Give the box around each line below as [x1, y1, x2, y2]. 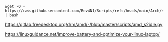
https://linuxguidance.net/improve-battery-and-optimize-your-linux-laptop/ [5, 31, 160, 37]
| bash [5, 13, 19, 18]
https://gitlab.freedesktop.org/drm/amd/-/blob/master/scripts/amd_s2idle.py [5, 22, 163, 27]
